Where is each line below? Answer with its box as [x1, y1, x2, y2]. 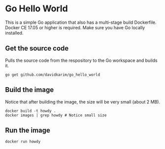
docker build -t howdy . [5, 108, 56, 113]
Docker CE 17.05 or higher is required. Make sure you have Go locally [5, 24, 145, 30]
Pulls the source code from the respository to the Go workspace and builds [5, 57, 158, 63]
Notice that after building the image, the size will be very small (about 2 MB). [5, 99, 161, 104]
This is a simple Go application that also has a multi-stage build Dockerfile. [5, 19, 157, 25]
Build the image [5, 86, 54, 94]
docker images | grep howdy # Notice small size [5, 112, 107, 118]
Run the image [5, 126, 51, 134]
